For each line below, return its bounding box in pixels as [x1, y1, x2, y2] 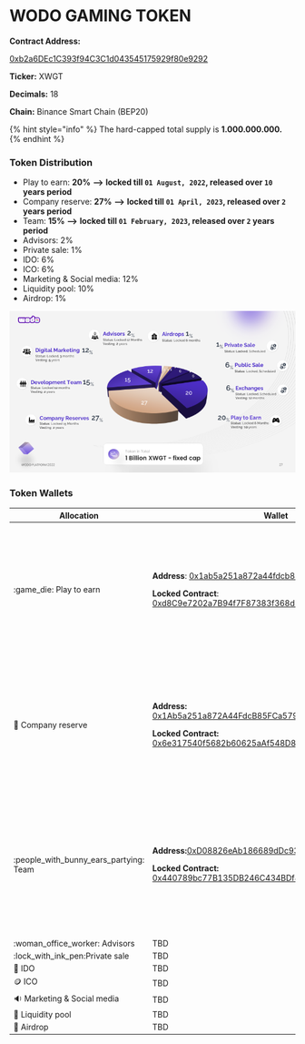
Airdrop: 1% [22, 293, 66, 304]
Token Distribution [9, 156, 93, 168]
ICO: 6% [22, 264, 54, 275]
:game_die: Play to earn [13, 584, 101, 595]
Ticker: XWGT [9, 70, 64, 82]
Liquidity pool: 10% [22, 283, 94, 294]
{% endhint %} [9, 133, 65, 144]
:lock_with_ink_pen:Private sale [13, 950, 130, 961]
